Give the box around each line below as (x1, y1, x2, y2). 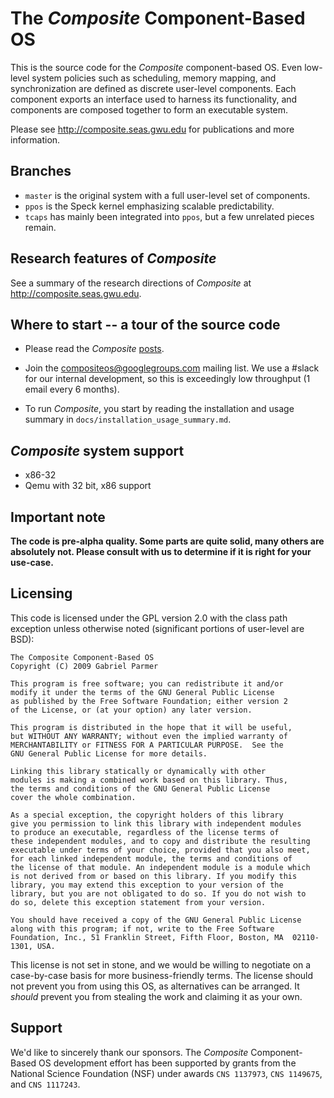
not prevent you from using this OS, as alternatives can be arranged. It (10, 980, 300, 992)
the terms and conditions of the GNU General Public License (10, 783, 271, 794)
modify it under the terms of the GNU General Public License (10, 687, 275, 697)
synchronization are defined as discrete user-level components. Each (10, 82, 297, 94)
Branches (10, 163, 72, 180)
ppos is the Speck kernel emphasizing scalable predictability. (24, 200, 275, 212)
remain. (24, 221, 57, 233)
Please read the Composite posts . (24, 343, 165, 355)
